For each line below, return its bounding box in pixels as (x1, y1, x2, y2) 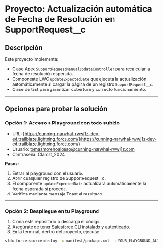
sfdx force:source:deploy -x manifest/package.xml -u (5, 238, 116, 243)
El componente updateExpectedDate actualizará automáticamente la (12, 180, 147, 186)
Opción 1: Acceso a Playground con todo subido (5, 120, 120, 126)
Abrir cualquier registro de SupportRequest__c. (12, 175, 106, 181)
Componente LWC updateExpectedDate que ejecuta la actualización (12, 76, 147, 82)
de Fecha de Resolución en (5, 14, 115, 25)
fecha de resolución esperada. (12, 71, 74, 76)
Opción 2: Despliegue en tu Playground (5, 208, 99, 214)
